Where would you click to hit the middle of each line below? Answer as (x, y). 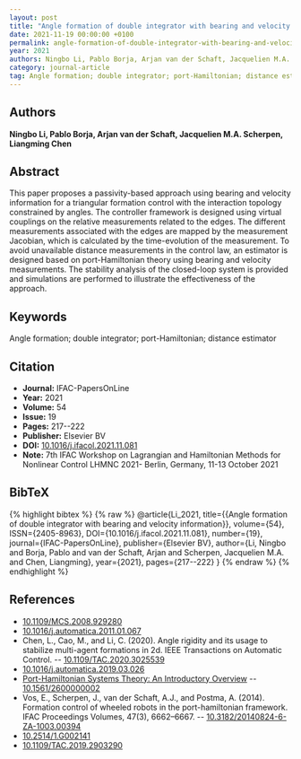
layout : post (34, 17)
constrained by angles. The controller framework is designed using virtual (146, 213)
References (42, 600)
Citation (32, 366)
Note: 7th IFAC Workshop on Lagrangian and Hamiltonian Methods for (151, 455)
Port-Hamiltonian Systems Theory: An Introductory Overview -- (139, 678)
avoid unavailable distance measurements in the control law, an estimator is (149, 250)
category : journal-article (60, 68)
